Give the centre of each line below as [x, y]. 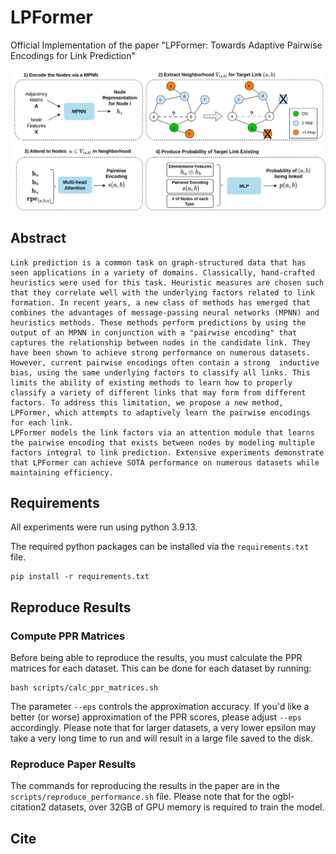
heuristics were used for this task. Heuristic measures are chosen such [167, 282]
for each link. [42, 422]
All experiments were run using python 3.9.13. [104, 527]
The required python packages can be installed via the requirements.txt [160, 547]
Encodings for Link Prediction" [73, 55]
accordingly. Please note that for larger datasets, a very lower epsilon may [163, 728]
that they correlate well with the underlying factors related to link [162, 292]
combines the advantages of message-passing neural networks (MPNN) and [165, 312]
